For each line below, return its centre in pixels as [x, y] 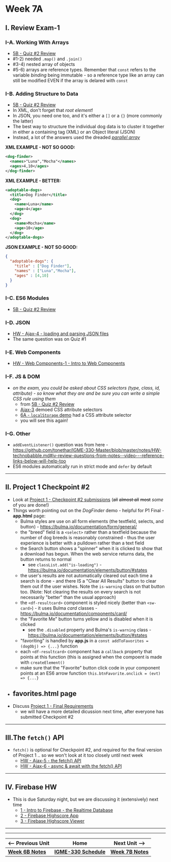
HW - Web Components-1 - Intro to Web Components [69, 364]
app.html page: [29, 516]
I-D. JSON [18, 322]
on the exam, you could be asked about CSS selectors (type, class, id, [86, 388]
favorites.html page [45, 694]
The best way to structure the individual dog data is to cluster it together [88, 127]
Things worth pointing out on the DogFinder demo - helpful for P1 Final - [88, 510]
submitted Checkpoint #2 [47, 717]
